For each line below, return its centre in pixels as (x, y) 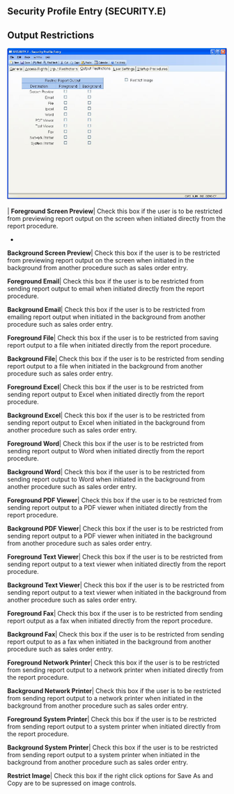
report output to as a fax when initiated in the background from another (109, 641)
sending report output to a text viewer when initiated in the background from (117, 592)
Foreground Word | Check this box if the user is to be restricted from (106, 443)
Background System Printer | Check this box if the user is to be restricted (112, 747)
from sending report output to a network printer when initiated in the (105, 698)
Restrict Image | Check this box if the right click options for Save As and (110, 775)
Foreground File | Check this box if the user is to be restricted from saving (113, 338)
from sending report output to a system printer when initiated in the (104, 754)
